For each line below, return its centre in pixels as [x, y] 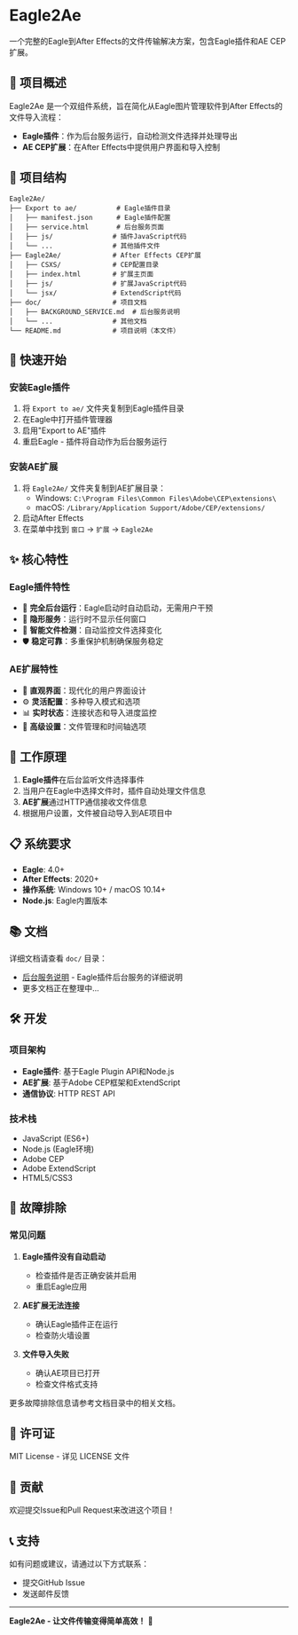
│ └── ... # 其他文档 [78, 321]
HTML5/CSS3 [47, 1177]
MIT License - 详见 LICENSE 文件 [70, 1457]
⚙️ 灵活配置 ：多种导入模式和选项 [81, 701]
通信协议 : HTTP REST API [68, 1093]
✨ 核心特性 [39, 559]
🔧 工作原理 [38, 756]
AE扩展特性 [34, 669]
